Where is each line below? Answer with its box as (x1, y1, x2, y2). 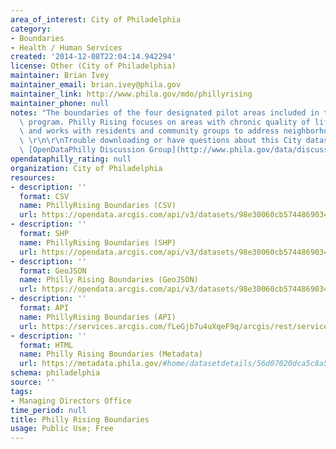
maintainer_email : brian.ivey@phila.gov (10, 80, 182, 90)
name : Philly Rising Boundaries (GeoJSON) (19, 275, 199, 285)
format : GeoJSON (19, 266, 87, 276)
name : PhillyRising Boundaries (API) (19, 312, 177, 322)
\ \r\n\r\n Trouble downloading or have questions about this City (19, 136, 302, 146)
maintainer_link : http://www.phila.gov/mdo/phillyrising (10, 89, 253, 99)
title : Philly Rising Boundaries (10, 414, 150, 425)
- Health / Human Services (10, 42, 123, 53)
